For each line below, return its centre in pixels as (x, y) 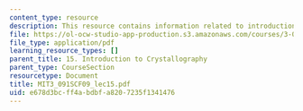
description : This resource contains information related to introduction (153, 26)
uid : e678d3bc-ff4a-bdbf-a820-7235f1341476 (92, 92)
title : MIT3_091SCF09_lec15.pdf (70, 84)
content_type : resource (54, 17)
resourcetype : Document (54, 76)
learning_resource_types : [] (64, 51)
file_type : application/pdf (62, 43)
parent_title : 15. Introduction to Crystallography (108, 59)
